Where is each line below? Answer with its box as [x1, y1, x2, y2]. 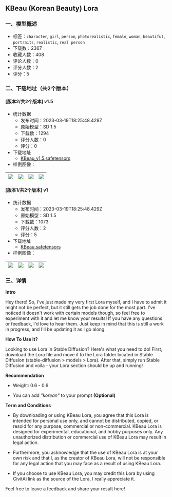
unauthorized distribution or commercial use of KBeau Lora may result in [12, 434, 167, 441]
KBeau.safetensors [20, 244, 61, 250]
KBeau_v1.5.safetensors [20, 155, 71, 161]
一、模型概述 [5, 21, 37, 28]
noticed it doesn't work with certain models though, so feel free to [5, 310, 145, 316]
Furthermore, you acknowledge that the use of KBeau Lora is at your [12, 449, 158, 456]
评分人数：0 [20, 136, 46, 143]
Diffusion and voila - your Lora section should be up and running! [5, 362, 143, 369]
